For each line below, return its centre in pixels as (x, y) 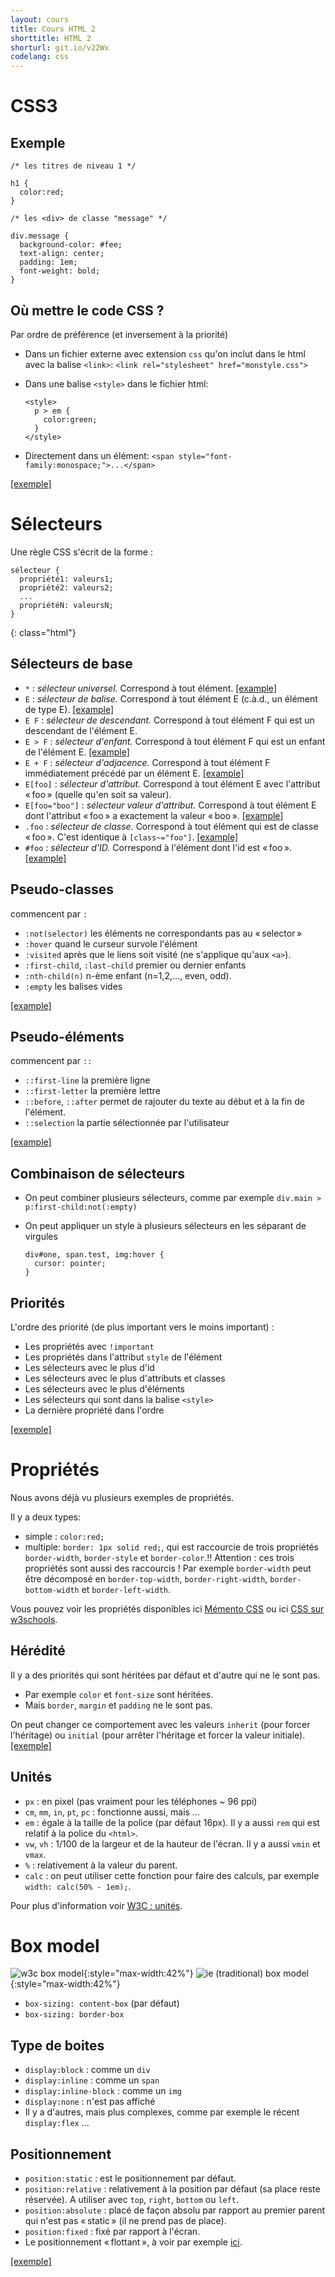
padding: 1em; (48, 262)
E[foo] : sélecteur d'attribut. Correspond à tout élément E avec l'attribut (172, 783)
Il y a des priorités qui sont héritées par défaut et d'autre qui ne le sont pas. (165, 1675)
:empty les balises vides (73, 986)
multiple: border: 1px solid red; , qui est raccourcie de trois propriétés (171, 1547)
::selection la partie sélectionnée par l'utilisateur (127, 1123)
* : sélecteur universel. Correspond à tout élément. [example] (150, 688)
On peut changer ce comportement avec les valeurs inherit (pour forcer (160, 1724)
